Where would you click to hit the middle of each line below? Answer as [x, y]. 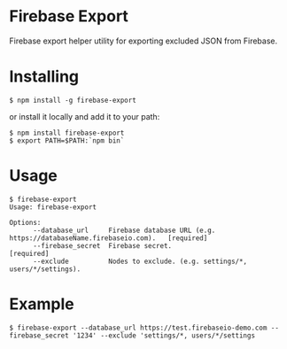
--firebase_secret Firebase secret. [102, 245]
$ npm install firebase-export [67, 133]
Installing [44, 77]
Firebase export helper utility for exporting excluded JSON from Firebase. [143, 41]
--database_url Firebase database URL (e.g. [124, 230]
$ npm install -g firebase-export [73, 100]
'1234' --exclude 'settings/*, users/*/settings [163, 335]
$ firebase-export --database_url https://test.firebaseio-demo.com [138, 328]
